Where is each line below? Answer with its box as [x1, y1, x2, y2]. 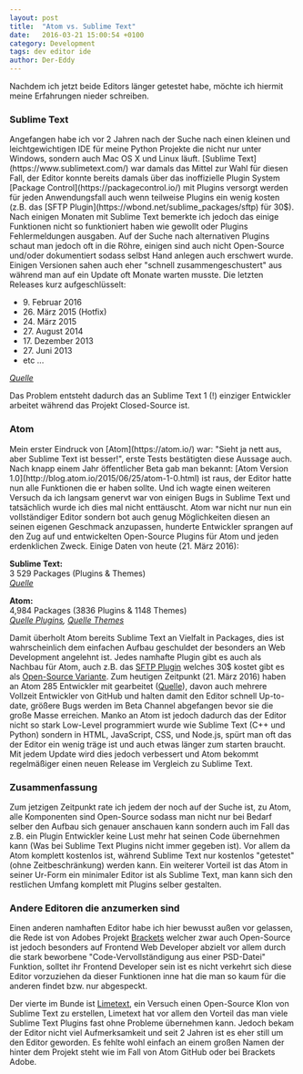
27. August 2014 [22, 325, 84, 337]
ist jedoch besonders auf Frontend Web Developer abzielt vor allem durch [9, 942, 287, 953]
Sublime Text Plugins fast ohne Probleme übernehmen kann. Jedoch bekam [9, 1017, 294, 1028]
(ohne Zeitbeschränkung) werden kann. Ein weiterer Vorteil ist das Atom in [9, 859, 288, 871]
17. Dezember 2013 [22, 336, 94, 346]
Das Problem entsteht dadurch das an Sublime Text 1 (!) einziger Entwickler [9, 390, 291, 401]
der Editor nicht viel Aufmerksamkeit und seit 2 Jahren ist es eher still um [9, 1028, 284, 1038]
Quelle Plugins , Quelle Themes [9, 614, 125, 625]
